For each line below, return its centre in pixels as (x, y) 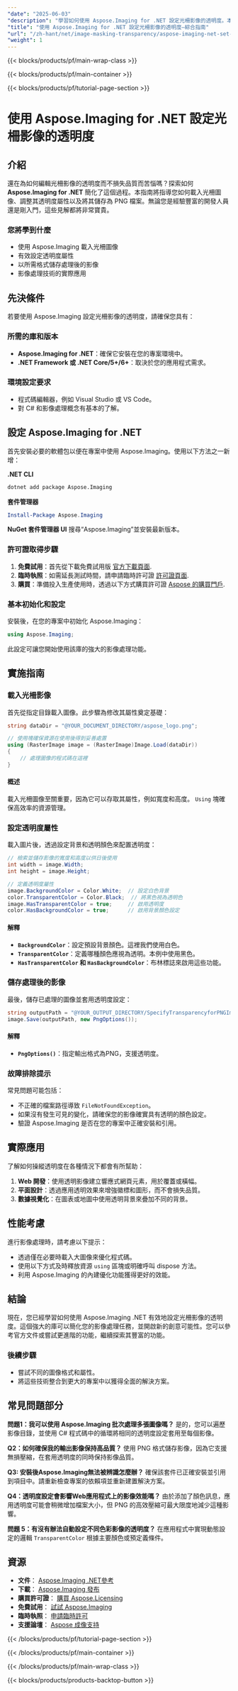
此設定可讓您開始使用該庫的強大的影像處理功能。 (79, 649)
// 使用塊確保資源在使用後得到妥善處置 (57, 739)
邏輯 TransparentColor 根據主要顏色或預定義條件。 (93, 1538)
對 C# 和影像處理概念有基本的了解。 (70, 408)
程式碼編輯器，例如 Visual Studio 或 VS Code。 (86, 399)
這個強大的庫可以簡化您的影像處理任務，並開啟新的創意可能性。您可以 (122, 1326)
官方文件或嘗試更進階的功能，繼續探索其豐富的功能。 (91, 1335)
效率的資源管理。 (44, 808)
